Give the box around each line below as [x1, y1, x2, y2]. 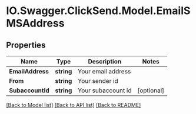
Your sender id [77, 77, 119, 85]
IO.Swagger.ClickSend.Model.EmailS [6, 4, 191, 18]
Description [88, 58, 122, 65]
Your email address [77, 68, 131, 75]
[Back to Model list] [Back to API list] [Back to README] [6, 102, 141, 108]
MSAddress [6, 16, 65, 30]
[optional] [137, 86, 165, 95]
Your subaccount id [77, 86, 132, 95]
